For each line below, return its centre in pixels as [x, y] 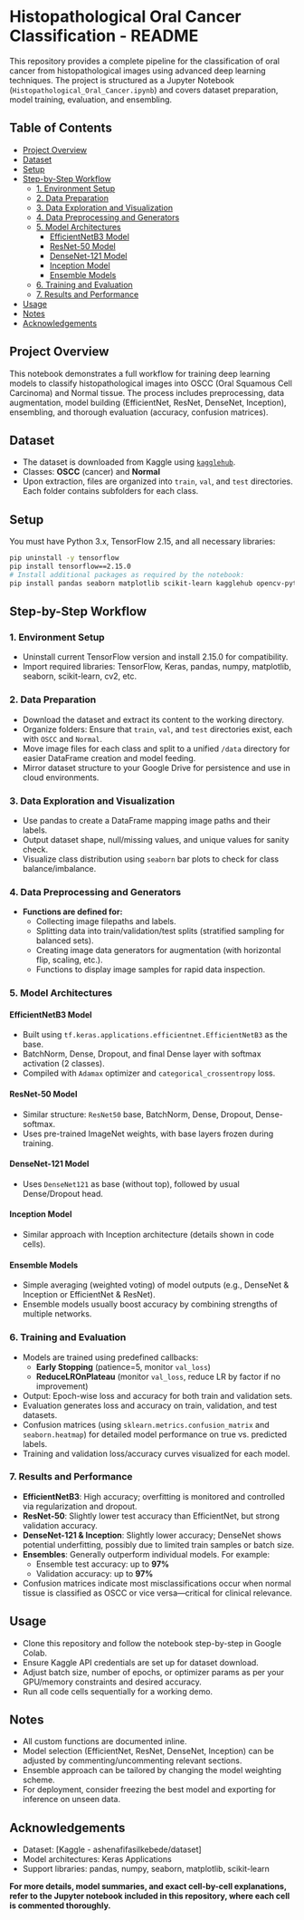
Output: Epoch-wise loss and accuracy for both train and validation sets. [157, 1395]
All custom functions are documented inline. [104, 1742]
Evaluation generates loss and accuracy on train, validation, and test [150, 1405]
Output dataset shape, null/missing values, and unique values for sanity [156, 839]
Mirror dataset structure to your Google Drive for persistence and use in [157, 767]
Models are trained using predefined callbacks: [110, 1357]
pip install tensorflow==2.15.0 [70, 567]
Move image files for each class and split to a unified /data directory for [156, 748]
